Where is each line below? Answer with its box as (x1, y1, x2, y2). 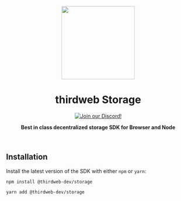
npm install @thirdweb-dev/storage (6, 179, 93, 185)
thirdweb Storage (55, 93, 141, 106)
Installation (6, 152, 48, 162)
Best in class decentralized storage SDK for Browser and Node (20, 123, 176, 131)
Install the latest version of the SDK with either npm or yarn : (6, 167, 147, 175)
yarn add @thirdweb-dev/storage (6, 189, 85, 195)
